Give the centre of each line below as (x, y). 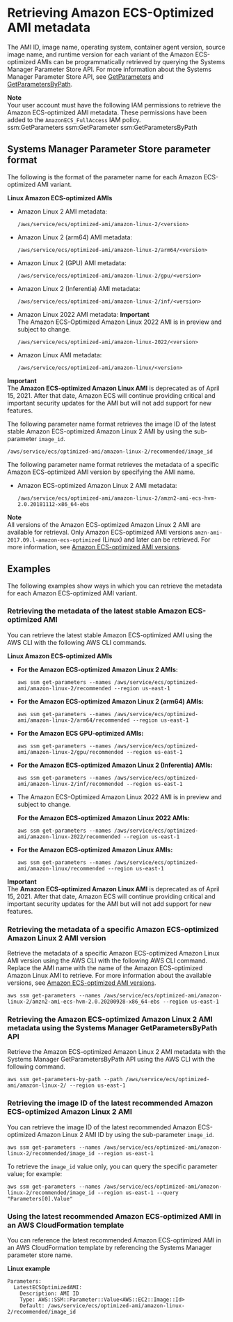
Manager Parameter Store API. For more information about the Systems (110, 69)
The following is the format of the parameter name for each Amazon (105, 177)
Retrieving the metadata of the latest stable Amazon (97, 611)
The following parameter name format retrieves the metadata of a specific (113, 464)
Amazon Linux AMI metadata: (59, 355)
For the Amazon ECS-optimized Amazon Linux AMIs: (95, 849)
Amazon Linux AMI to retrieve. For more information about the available (110, 976)
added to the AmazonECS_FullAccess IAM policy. (74, 119)
